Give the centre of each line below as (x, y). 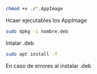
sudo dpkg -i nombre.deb (37, 31)
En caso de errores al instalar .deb (48, 66)
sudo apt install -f (32, 54)
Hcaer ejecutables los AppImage (46, 20)
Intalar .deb (20, 43)
